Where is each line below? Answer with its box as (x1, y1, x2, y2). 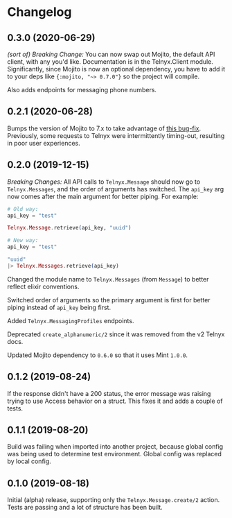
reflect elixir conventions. (7, 282, 80, 291)
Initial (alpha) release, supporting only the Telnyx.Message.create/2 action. (7, 496, 220, 504)
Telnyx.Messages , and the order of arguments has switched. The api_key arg (7, 184, 224, 193)
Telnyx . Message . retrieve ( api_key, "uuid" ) (7, 225, 132, 232)
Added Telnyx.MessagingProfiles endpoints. (7, 316, 134, 325)
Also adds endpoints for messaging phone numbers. (7, 86, 157, 94)
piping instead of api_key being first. (7, 303, 111, 311)
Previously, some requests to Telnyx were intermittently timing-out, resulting (7, 131, 225, 139)
